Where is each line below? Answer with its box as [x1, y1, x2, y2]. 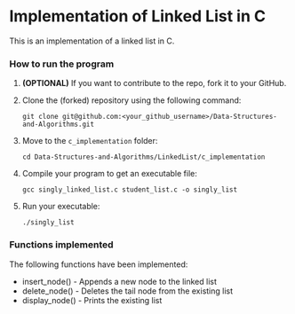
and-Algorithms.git [21, 120, 95, 130]
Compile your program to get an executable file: [21, 169, 197, 179]
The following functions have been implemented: [9, 259, 188, 270]
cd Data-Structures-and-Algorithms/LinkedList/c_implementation [21, 153, 266, 161]
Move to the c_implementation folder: [21, 136, 158, 146]
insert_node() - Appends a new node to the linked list [21, 276, 218, 287]
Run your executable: [21, 201, 100, 212]
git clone [21, 113, 60, 122]
